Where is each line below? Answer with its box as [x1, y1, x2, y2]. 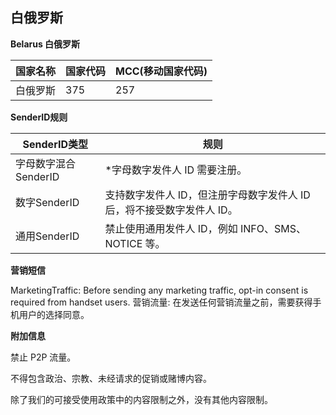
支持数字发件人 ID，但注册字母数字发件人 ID [104, 188, 311, 202]
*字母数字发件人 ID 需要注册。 [104, 163, 248, 177]
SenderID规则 [10, 111, 68, 123]
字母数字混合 [15, 156, 77, 170]
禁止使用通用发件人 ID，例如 [104, 221, 238, 235]
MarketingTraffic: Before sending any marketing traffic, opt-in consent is [10, 284, 309, 296]
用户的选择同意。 [18, 308, 90, 320]
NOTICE [104, 236, 143, 250]
